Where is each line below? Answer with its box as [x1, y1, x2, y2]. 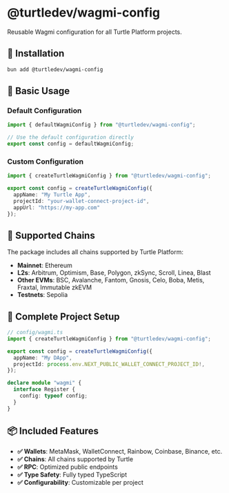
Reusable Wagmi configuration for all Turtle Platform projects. [7, 28, 182, 36]
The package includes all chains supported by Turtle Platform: [7, 248, 184, 256]
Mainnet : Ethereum [17, 261, 72, 270]
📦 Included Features [7, 425, 99, 437]
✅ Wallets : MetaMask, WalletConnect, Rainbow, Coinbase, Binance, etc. [17, 447, 223, 455]
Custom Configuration [7, 157, 84, 166]
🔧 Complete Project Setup [7, 311, 120, 322]
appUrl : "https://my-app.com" [13, 204, 100, 211]
